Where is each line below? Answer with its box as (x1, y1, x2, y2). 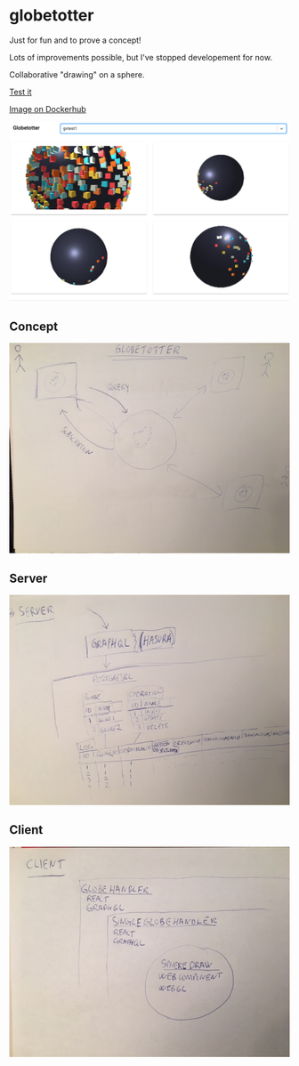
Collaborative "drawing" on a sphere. (9, 69, 145, 80)
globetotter (9, 5, 94, 26)
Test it (9, 86, 32, 97)
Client (9, 822, 44, 837)
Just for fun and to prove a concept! (9, 35, 141, 45)
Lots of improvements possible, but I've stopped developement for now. (9, 52, 273, 62)
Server (9, 570, 48, 585)
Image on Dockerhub (9, 103, 86, 114)
